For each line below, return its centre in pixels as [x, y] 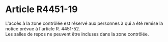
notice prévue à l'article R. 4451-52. [43, 28]
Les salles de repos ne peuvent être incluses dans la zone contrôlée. [77, 34]
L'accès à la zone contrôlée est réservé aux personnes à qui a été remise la [84, 23]
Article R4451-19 [41, 9]
